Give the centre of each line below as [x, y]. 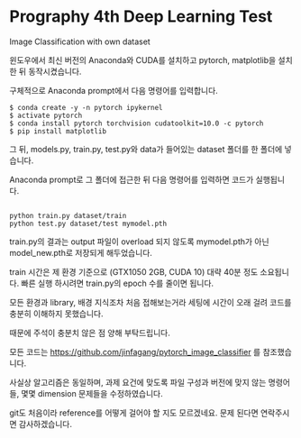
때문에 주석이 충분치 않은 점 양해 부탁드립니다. [90, 333]
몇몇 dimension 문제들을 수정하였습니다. [92, 393]
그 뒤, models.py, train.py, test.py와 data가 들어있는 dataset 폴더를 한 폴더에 [146, 149]
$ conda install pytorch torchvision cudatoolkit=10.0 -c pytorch [137, 123]
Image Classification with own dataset [80, 41]
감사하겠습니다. [46, 424]
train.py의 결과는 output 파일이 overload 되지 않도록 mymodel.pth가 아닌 [139, 242]
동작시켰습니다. [55, 71]
